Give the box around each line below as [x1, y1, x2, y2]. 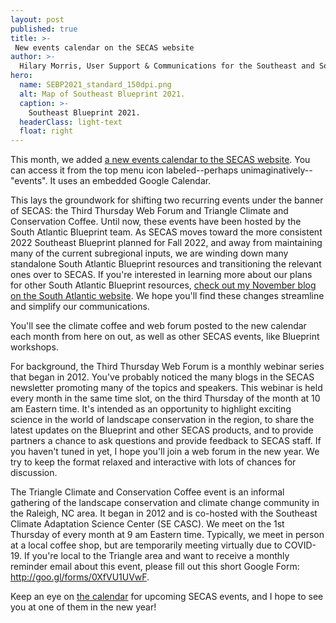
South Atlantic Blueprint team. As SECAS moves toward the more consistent [10, 226, 323, 238]
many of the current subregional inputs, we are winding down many [10, 247, 289, 260]
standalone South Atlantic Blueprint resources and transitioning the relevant [10, 258, 322, 270]
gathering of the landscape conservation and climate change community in [10, 497, 320, 509]
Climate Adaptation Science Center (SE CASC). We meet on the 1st [10, 518, 285, 530]
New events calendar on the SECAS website [14, 42, 195, 53]
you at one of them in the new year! [10, 601, 157, 613]
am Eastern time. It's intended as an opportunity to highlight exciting [10, 403, 292, 415]
